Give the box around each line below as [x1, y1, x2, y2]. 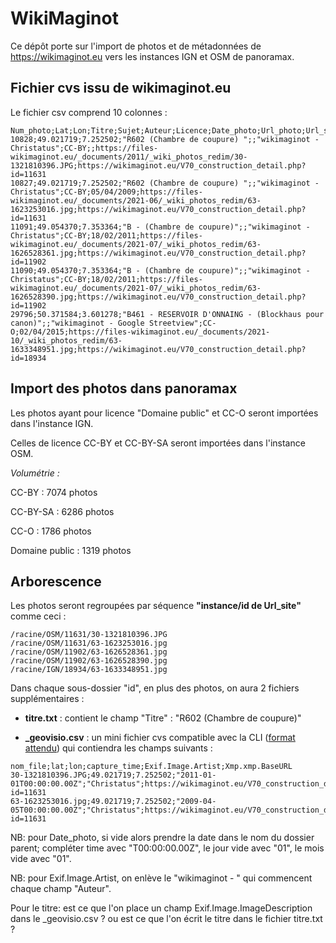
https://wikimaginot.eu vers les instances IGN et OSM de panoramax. [10, 50, 295, 62]
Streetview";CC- [148, 318, 217, 328]
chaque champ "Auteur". [10, 883, 112, 895]
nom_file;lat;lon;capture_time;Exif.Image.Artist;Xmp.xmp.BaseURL [10, 762, 293, 772]
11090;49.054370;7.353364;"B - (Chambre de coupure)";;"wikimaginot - [10, 265, 311, 276]
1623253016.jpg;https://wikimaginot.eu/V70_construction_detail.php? [10, 204, 307, 214]
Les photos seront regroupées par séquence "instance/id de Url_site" [10, 600, 302, 612]
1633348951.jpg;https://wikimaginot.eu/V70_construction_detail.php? [10, 344, 307, 354]
